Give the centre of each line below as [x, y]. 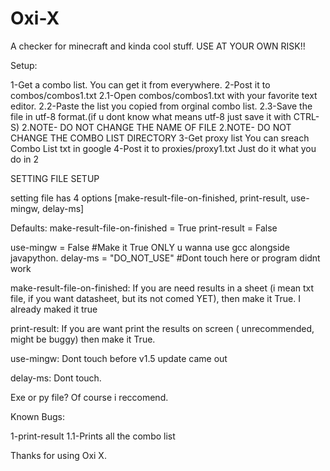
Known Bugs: [37, 416]
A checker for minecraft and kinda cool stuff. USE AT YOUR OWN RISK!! [158, 46]
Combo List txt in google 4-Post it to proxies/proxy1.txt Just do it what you [163, 148]
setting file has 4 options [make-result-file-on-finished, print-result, [149, 198]
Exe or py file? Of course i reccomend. [89, 397]
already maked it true [54, 309]
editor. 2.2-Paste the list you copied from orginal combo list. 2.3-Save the [161, 106]
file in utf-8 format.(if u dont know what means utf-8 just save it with [151, 116]
